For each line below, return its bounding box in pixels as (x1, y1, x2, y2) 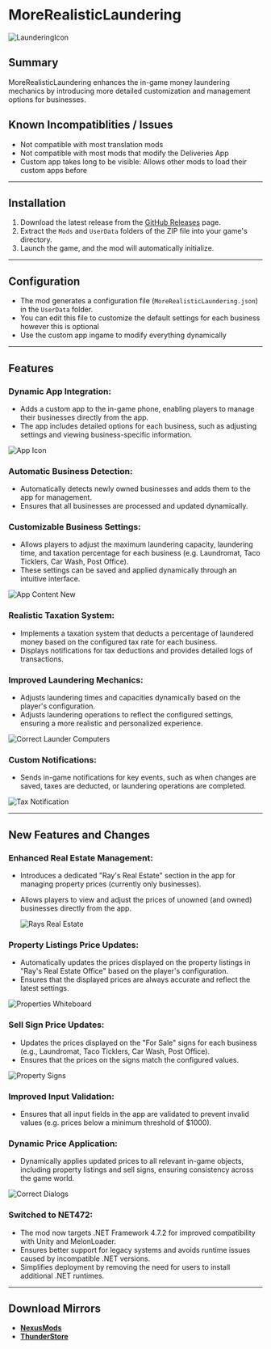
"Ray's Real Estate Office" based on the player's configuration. (19, 966, 229, 976)
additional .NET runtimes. (19, 1271, 105, 1280)
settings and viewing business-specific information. (19, 429, 192, 439)
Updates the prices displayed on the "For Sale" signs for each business (19, 1038, 257, 1047)
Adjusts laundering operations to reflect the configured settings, (19, 710, 234, 720)
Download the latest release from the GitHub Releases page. (19, 218, 222, 227)
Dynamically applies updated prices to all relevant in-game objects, (19, 1157, 244, 1166)
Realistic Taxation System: (8, 610, 115, 621)
